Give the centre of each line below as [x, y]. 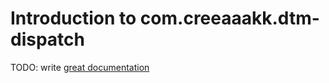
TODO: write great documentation [80, 67]
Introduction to [73, 18]
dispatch [47, 39]
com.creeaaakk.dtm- [229, 18]
